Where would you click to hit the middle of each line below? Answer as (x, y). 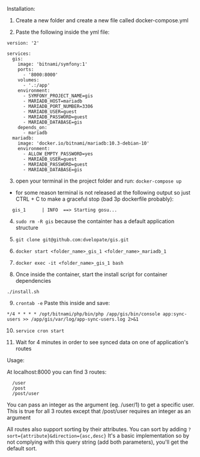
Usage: (16, 360)
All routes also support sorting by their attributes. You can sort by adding (97, 429)
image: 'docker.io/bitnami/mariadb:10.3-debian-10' (83, 143)
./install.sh (23, 292)
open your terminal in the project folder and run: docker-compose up (98, 181)
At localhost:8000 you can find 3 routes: (57, 372)
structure (27, 228)
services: (19, 54)
